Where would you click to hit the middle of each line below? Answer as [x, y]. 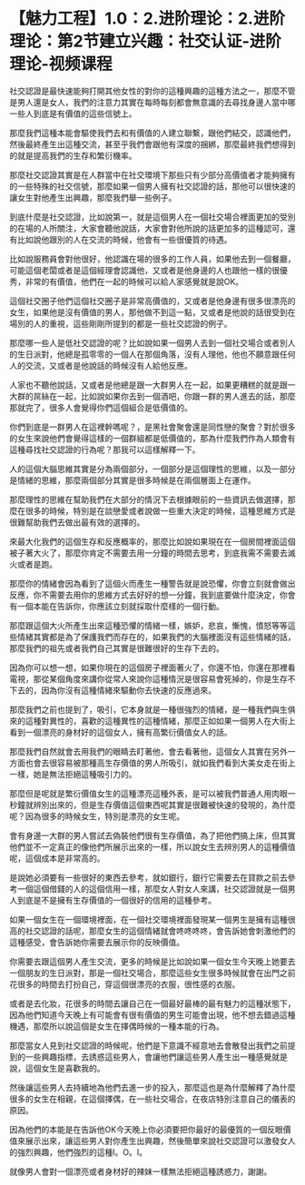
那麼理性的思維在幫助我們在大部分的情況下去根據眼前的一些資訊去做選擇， [148, 499]
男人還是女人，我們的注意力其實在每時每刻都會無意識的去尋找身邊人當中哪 [156, 102]
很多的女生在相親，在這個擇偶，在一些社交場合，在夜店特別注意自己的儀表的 [152, 1099]
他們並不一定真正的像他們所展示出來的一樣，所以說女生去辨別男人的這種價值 [152, 846]
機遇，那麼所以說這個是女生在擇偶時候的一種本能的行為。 [117, 1026]
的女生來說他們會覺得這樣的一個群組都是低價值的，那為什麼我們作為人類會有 [152, 438]
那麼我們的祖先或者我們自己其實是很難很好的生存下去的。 [117, 648]
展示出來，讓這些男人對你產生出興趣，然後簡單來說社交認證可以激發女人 [160, 1141]
